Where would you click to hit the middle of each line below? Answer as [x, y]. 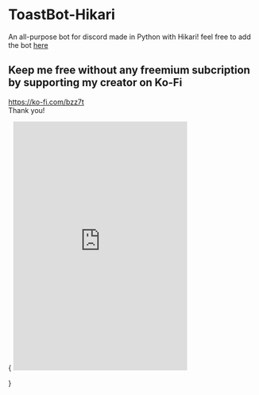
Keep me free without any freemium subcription [129, 70]
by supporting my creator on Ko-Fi [95, 82]
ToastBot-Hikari [62, 15]
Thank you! [27, 110]
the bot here [29, 45]
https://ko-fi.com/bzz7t [46, 102]
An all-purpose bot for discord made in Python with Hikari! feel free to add [130, 37]
